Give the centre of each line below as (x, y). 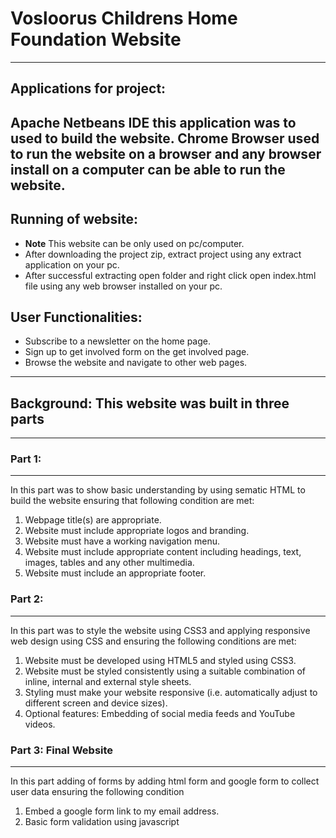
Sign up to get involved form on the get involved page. (137, 352)
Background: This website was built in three (150, 403)
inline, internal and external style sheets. (108, 681)
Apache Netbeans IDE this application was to (153, 122)
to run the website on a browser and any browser (166, 153)
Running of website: (74, 219)
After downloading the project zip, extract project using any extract (163, 254)
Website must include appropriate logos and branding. (137, 531)
